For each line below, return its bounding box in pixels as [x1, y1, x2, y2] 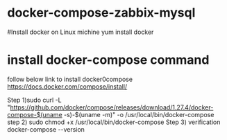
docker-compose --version [7, 125, 85, 133]
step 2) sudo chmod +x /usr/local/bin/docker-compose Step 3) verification [7, 118, 221, 126]
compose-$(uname [7, 110, 62, 119]
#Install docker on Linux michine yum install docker [7, 28, 154, 36]
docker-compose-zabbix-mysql [7, 5, 196, 21]
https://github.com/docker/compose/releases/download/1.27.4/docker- [10, 103, 214, 112]
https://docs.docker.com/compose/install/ [7, 82, 128, 91]
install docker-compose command [7, 52, 210, 68]
